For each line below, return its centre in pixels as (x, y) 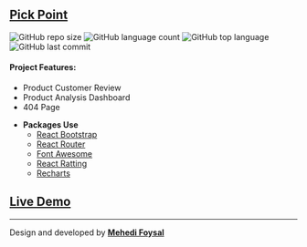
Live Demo (40, 202)
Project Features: (43, 67)
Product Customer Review (72, 88)
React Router (61, 144)
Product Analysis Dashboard (76, 98)
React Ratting (62, 164)
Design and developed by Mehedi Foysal (87, 232)
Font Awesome (64, 154)
